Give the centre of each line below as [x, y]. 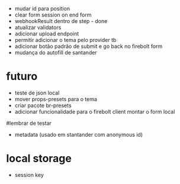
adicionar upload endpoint [47, 34]
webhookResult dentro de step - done [61, 21]
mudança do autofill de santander [56, 52]
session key [29, 175]
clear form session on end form [53, 15]
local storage [39, 159]
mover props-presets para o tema [56, 99]
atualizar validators [38, 27]
